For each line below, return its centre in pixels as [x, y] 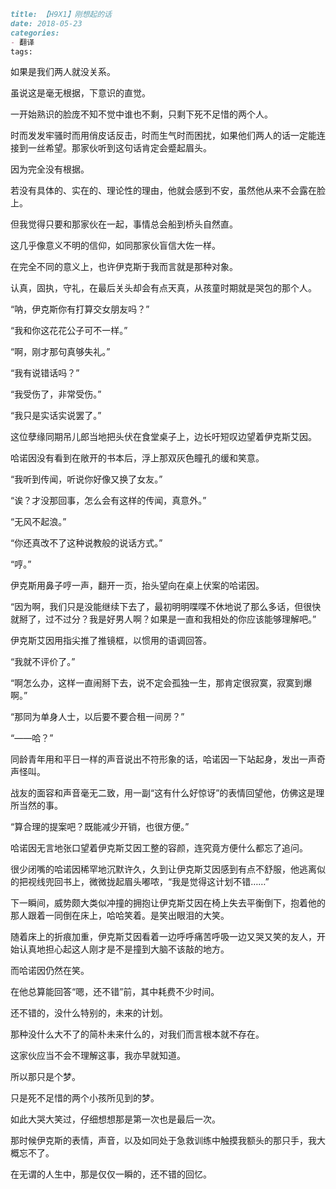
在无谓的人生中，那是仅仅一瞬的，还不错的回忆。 [111, 1174]
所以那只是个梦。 [45, 1077]
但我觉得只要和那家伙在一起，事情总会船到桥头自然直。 [124, 224]
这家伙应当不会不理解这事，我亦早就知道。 [98, 1056]
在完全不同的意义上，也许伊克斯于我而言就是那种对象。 [124, 267]
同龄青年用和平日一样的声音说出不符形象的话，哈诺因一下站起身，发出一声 [163, 759]
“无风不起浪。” [38, 522]
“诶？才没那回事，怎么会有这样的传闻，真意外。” [108, 501]
